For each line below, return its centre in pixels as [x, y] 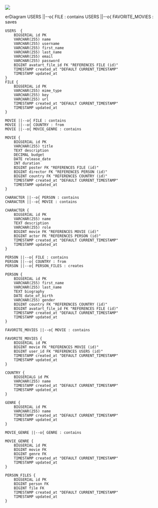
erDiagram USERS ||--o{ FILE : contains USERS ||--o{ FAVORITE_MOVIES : [79, 17]
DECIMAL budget [29, 155]
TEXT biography [29, 292]
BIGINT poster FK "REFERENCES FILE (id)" [56, 168]
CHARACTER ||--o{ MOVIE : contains [41, 202]
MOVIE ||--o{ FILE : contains [36, 121]
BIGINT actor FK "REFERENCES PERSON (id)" [57, 236]
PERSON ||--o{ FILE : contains [37, 257]
